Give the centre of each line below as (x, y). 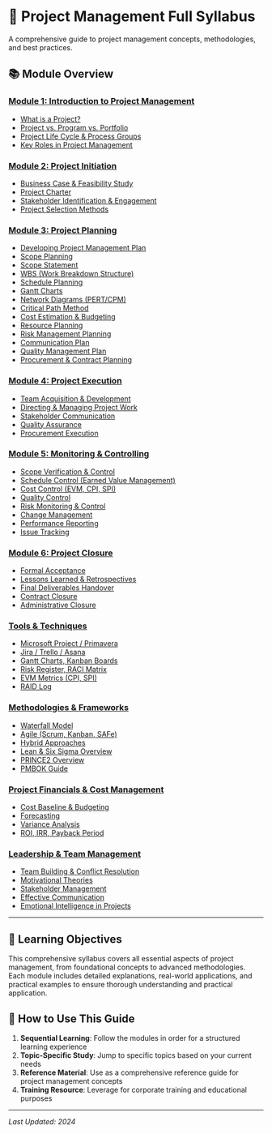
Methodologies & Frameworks (69, 708)
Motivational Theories (56, 880)
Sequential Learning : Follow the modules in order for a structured (130, 1038)
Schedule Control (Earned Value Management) (98, 480)
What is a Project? (50, 119)
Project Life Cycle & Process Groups (81, 136)
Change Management (56, 515)
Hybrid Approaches (53, 742)
